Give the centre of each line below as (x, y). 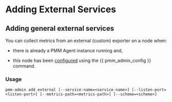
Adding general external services (60, 28)
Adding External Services (61, 9)
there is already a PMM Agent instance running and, (68, 50)
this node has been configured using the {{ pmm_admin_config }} (82, 60)
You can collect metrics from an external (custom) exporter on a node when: (86, 40)
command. (24, 66)
